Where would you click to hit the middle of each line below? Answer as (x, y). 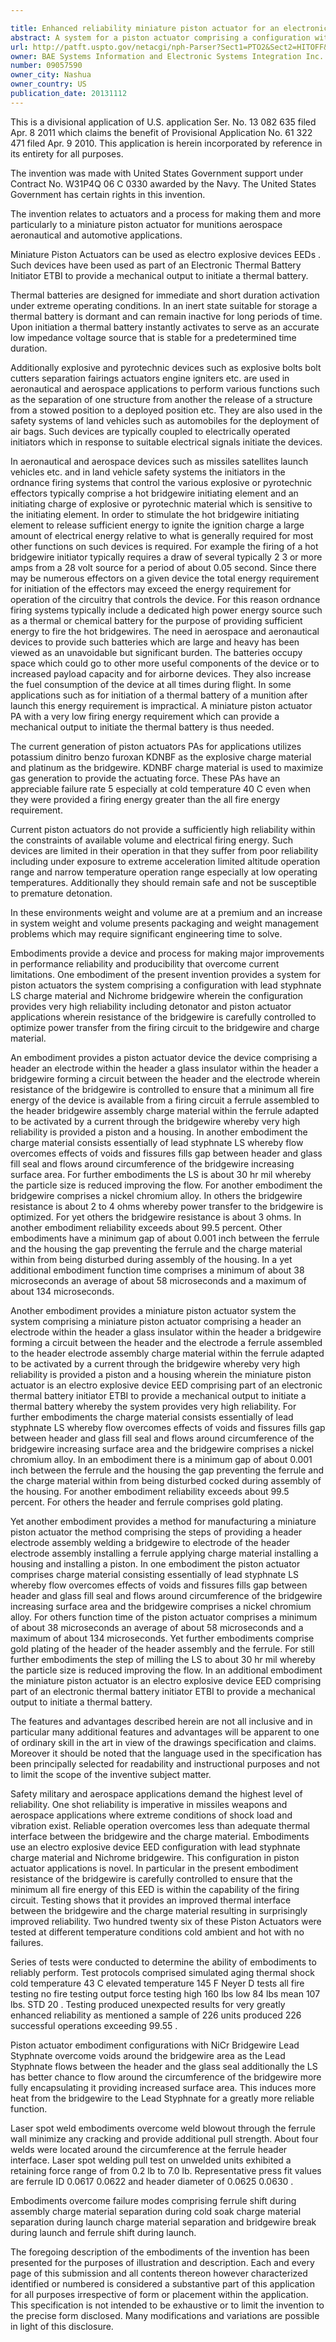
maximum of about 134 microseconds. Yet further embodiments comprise (162, 1638)
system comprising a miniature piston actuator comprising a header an (156, 1321)
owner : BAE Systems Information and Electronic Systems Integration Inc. (167, 56)
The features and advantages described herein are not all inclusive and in (161, 1721)
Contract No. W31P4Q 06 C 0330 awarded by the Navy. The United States (163, 183)
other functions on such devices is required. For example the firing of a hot (164, 546)
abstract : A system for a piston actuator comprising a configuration (160, 37)
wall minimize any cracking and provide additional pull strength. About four (164, 2138)
